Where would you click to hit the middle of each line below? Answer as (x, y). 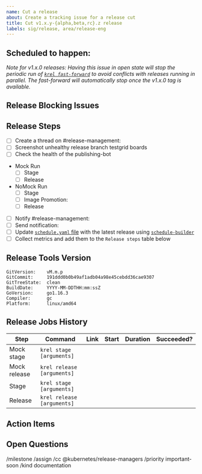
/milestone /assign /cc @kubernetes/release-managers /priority (85, 459)
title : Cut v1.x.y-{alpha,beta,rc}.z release (64, 23)
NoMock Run (31, 186)
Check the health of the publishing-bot (63, 154)
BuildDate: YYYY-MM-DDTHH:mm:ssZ (54, 288)
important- (179, 459)
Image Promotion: (46, 199)
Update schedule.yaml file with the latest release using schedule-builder (104, 232)
